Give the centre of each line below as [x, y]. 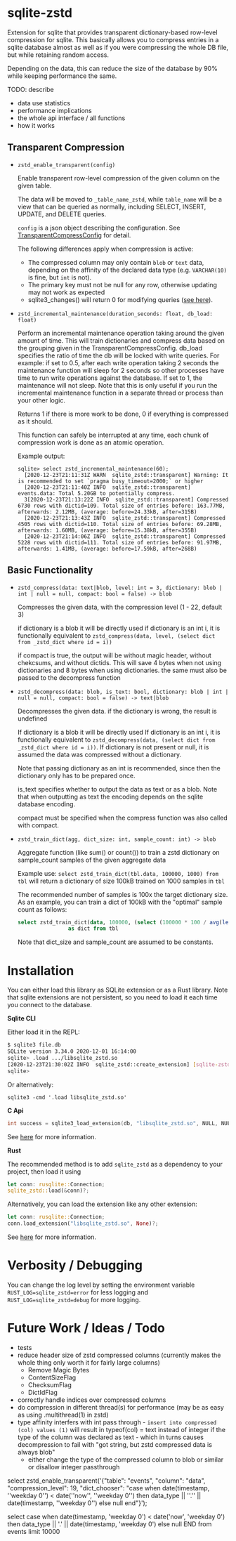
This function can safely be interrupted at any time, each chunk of [113, 435]
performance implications [55, 110]
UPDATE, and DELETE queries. [62, 214]
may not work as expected [66, 292]
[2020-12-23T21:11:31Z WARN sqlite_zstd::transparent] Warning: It [126, 475]
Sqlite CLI [22, 1018]
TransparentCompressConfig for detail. [74, 235]
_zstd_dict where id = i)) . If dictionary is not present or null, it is [113, 747]
